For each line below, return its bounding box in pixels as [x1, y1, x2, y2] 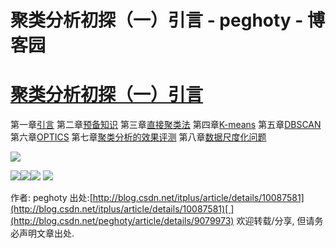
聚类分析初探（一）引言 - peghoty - [10, 9, 304, 32]
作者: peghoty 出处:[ [10, 192, 93, 204]
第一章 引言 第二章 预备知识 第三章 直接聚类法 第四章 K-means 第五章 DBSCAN [10, 119, 322, 131]
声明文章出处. [18, 227, 75, 240]
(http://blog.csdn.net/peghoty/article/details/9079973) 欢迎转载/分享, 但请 [10, 215, 315, 227]
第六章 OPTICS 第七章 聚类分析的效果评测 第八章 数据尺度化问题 [10, 131, 267, 143]
